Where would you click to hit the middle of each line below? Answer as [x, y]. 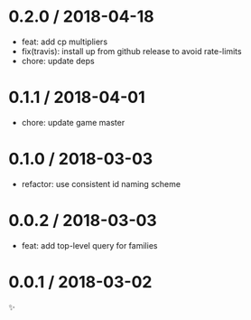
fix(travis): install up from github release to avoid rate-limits [131, 51]
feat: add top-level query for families [89, 245]
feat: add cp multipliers [65, 42]
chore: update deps [58, 61]
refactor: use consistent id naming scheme [101, 184]
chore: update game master [73, 122]
